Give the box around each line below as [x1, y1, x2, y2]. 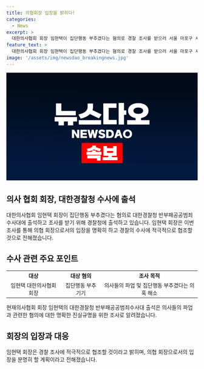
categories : [6, 16, 36, 23]
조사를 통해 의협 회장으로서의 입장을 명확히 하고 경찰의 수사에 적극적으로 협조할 [6, 227, 193, 234]
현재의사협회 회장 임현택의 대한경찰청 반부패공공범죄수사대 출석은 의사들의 [6, 304, 182, 311]
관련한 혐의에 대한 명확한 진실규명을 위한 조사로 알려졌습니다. [12, 311, 157, 319]
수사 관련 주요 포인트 [6, 253, 78, 264]
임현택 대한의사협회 [10, 281, 56, 289]
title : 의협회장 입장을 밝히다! [6, 10, 75, 16]
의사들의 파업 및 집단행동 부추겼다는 [104, 281, 189, 289]
